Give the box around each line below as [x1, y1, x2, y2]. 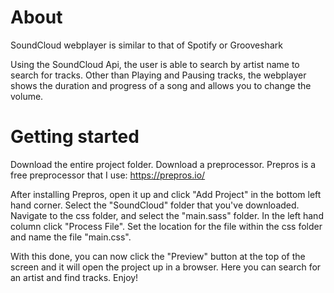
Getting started [10, 126, 140, 148]
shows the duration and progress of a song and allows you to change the [10, 79, 312, 91]
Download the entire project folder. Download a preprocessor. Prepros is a [10, 158, 317, 170]
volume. [10, 90, 44, 102]
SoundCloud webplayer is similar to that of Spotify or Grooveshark [10, 39, 283, 51]
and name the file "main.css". [10, 231, 132, 243]
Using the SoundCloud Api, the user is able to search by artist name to [10, 58, 300, 70]
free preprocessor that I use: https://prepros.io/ [10, 169, 206, 181]
